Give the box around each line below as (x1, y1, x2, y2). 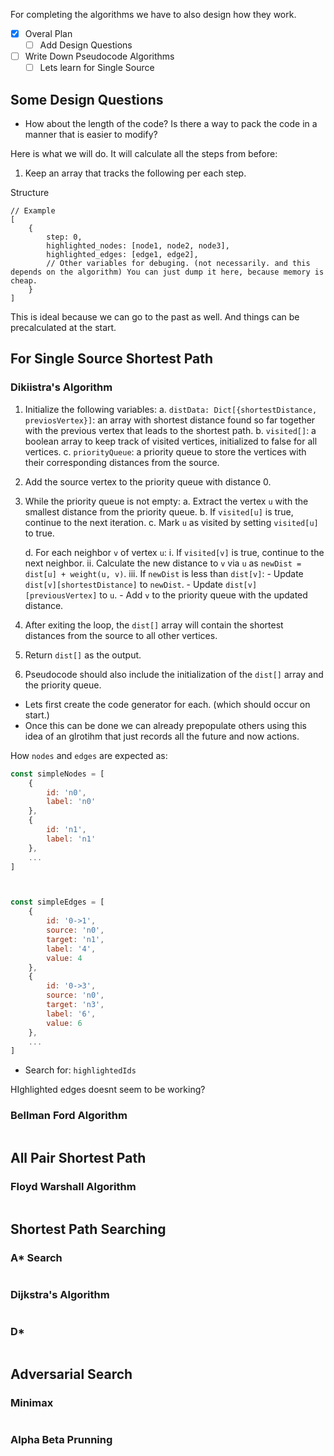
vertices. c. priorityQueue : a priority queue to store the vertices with (24, 445, 307, 458)
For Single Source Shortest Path (10, 350, 214, 368)
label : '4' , (46, 944, 97, 954)
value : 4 (46, 953, 83, 963)
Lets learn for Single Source (39, 62, 155, 74)
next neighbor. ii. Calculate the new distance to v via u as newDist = (24, 557, 302, 569)
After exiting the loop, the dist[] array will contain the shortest (24, 619, 284, 631)
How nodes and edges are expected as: (10, 749, 168, 761)
